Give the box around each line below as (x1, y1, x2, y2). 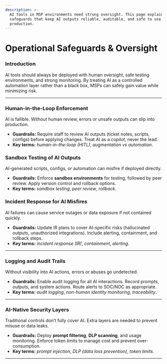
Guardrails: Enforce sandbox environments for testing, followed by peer (12, 175, 162, 181)
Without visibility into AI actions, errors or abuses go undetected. (5, 269, 138, 275)
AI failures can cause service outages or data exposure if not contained (5, 209, 152, 215)
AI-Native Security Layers (5, 306, 70, 313)
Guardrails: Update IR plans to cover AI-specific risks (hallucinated (12, 224, 150, 230)
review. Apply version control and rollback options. (12, 181, 116, 186)
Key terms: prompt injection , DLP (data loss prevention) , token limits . (12, 349, 155, 355)
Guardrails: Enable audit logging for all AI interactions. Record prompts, (12, 278, 159, 284)
